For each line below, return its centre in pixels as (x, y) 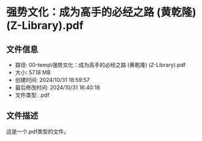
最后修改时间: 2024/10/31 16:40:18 (58, 87)
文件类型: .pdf (32, 95)
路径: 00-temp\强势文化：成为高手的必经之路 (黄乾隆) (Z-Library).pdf (100, 65)
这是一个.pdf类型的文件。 (38, 131)
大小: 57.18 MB (33, 72)
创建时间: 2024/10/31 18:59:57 (52, 80)
